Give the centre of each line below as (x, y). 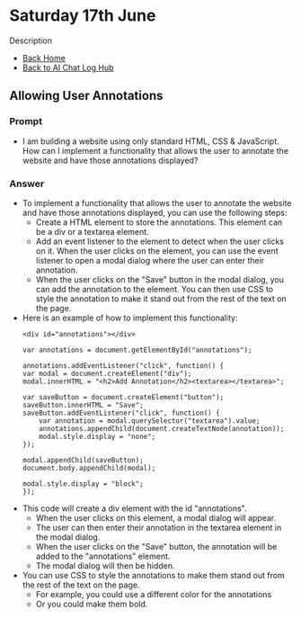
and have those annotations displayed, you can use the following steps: (155, 212)
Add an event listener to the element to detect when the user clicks (160, 241)
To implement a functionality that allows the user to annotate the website (157, 202)
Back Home (44, 58)
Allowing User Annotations (86, 96)
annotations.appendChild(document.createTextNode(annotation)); (162, 428)
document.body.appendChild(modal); (89, 468)
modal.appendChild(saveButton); (83, 460)
